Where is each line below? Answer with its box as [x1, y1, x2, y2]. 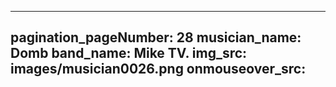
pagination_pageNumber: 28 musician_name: [10, 29, 302, 46]
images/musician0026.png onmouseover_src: [10, 61, 307, 78]
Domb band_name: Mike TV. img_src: [10, 45, 248, 62]
